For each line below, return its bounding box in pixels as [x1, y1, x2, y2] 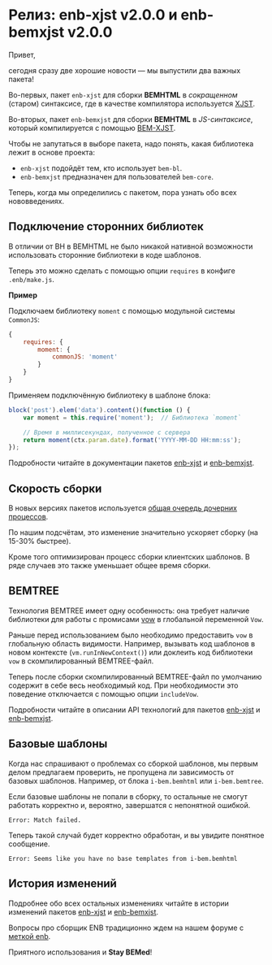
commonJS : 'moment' [51, 353, 118, 361]
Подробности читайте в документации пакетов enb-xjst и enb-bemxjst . [8, 458, 255, 468]
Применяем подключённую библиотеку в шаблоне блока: [8, 390, 211, 400]
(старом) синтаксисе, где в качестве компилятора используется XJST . [8, 98, 256, 108]
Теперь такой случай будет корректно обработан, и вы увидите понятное [8, 830, 265, 840]
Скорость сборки [8, 481, 102, 495]
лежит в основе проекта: [8, 147, 96, 157]
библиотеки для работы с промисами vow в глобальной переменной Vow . [8, 614, 264, 624]
